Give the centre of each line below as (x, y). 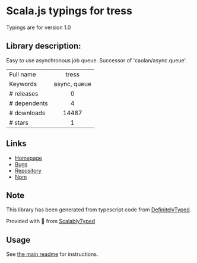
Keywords (23, 84)
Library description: (44, 46)
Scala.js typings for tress (69, 11)
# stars (19, 122)
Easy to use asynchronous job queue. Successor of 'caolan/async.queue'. (97, 60)
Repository (28, 170)
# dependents (29, 103)
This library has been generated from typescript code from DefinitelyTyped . (99, 210)
